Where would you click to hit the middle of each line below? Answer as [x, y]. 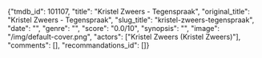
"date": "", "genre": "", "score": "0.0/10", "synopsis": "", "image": [114, 28]
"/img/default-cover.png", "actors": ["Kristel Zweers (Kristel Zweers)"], [124, 37]
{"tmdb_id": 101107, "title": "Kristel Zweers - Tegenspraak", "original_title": [129, 12]
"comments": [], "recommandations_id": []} [79, 45]
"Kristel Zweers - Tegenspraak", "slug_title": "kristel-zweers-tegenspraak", [131, 20]
